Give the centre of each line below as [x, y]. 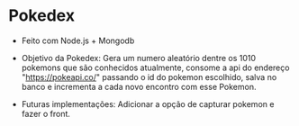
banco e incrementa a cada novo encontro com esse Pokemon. [139, 86]
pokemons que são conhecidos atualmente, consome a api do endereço [155, 67]
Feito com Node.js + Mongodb [78, 40]
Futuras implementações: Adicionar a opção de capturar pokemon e [148, 103]
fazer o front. [46, 113]
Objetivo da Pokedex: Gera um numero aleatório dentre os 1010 [139, 58]
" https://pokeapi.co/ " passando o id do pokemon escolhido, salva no [149, 76]
